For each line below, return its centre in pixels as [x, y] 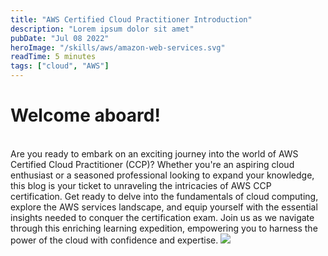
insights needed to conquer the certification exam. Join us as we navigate [162, 217]
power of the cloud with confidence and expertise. [114, 240]
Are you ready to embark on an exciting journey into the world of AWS [154, 153]
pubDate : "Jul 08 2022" [60, 38]
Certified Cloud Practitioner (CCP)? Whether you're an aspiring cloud [152, 164]
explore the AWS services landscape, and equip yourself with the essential [164, 207]
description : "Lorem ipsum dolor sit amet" [102, 29]
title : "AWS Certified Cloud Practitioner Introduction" [131, 19]
